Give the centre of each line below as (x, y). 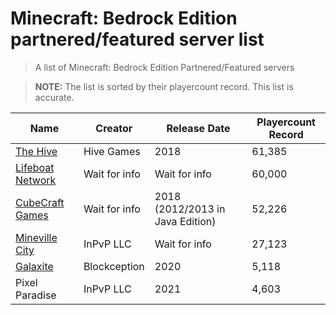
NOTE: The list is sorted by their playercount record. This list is (164, 86)
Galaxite (34, 266)
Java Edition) (185, 221)
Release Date (198, 128)
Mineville (36, 237)
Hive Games (112, 151)
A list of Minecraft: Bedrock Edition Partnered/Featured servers (164, 67)
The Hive (36, 151)
